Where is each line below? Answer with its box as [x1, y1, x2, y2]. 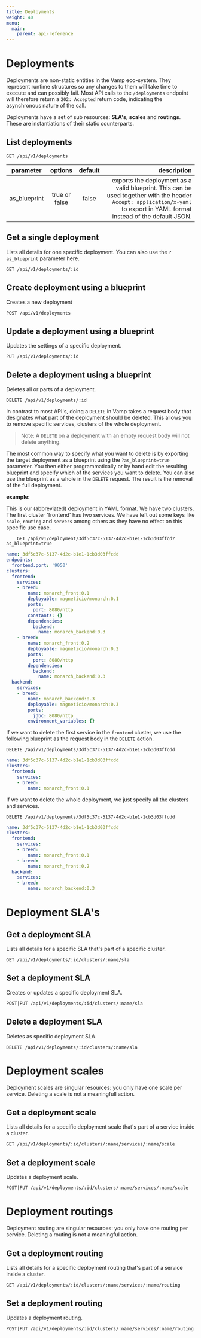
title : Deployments [6, 8, 55, 15]
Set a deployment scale [6, 1157, 96, 1168]
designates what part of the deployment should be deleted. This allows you [6, 414, 192, 422]
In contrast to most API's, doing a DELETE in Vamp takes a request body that [6, 408, 191, 415]
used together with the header [106, 191, 192, 199]
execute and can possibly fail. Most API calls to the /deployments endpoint [6, 89, 188, 96]
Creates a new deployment [6, 298, 73, 306]
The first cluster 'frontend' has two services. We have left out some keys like [6, 511, 195, 519]
